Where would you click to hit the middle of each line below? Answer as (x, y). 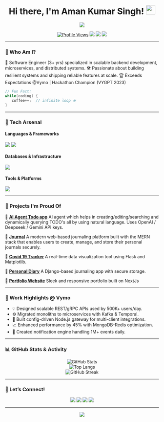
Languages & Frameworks (32, 134)
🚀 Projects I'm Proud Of (33, 206)
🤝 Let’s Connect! (25, 390)
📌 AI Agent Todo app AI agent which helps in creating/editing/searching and (82, 217)
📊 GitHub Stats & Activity (36, 349)
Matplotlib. (16, 262)
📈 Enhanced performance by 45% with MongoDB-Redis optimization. (82, 325)
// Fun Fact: (18, 91)
